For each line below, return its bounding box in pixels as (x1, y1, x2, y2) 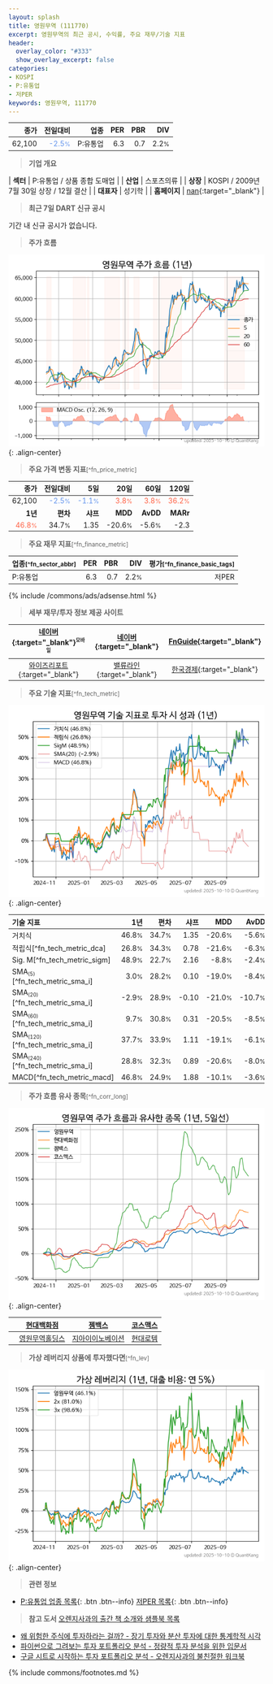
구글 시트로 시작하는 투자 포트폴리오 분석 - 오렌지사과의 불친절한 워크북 (19, 1651, 245, 1661)
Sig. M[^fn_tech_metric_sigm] (11, 955, 111, 965)
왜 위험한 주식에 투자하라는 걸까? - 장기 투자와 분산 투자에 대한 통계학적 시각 (19, 1631, 262, 1641)
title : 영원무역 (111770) (8, 21, 89, 30)
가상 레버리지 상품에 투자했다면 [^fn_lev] (28, 1353, 149, 1363)
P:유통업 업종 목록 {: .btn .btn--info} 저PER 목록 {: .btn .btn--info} (19, 1597, 229, 1607)
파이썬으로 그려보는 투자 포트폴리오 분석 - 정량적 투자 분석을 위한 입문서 (19, 1642, 247, 1651)
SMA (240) (11, 1051, 42, 1062)
